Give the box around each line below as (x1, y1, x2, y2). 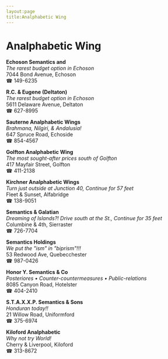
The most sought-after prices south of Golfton (6, 155, 118, 162)
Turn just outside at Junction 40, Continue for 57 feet (6, 185, 134, 192)
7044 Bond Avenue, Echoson (6, 71, 76, 78)
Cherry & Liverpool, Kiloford (6, 341, 73, 348)
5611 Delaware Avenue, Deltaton (6, 101, 83, 108)
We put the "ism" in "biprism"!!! (6, 245, 82, 252)
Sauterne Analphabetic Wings (6, 118, 80, 126)
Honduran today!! (6, 305, 48, 312)
